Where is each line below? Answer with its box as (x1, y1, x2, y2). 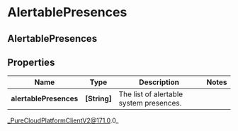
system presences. (118, 98, 182, 108)
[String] (84, 93, 112, 103)
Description (139, 77, 179, 87)
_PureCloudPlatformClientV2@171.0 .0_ (7, 116, 119, 125)
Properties (7, 56, 55, 68)
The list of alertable (118, 89, 183, 99)
